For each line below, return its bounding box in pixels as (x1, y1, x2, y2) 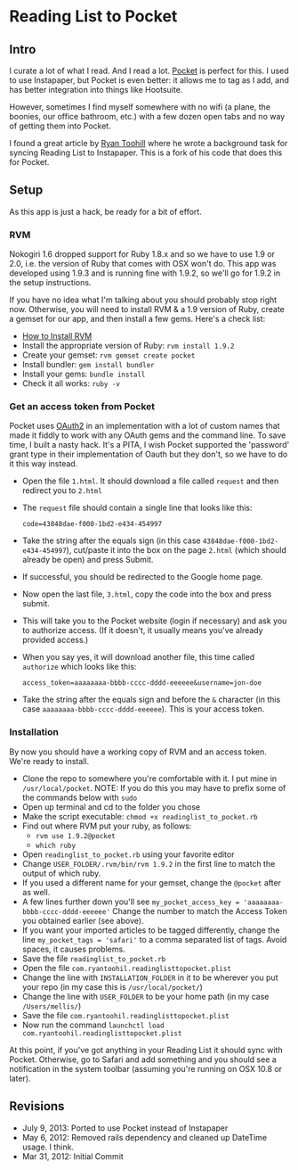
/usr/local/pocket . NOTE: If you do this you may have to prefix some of (21, 782, 286, 793)
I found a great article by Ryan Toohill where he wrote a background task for (9, 138, 288, 148)
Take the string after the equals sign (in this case (21, 535, 201, 546)
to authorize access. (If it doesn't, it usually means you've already (21, 625, 264, 636)
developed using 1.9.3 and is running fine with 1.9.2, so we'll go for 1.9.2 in (9, 268, 281, 278)
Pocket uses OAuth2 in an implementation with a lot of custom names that (9, 421, 280, 432)
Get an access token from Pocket (9, 400, 156, 413)
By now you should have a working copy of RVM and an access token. (9, 746, 267, 757)
